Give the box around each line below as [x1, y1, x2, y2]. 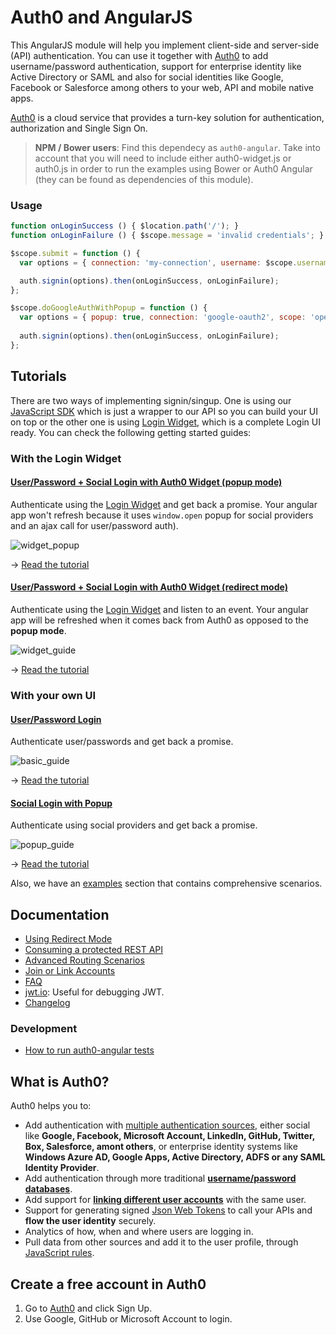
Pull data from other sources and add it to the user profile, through [24, 1236, 299, 1248]
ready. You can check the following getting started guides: [10, 426, 252, 438]
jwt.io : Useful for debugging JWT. [24, 986, 165, 998]
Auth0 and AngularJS [10, 6, 193, 29]
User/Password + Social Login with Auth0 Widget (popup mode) [10, 476, 283, 488]
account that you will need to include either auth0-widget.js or [34, 152, 292, 164]
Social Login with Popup [10, 797, 113, 809]
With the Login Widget [10, 451, 122, 465]
